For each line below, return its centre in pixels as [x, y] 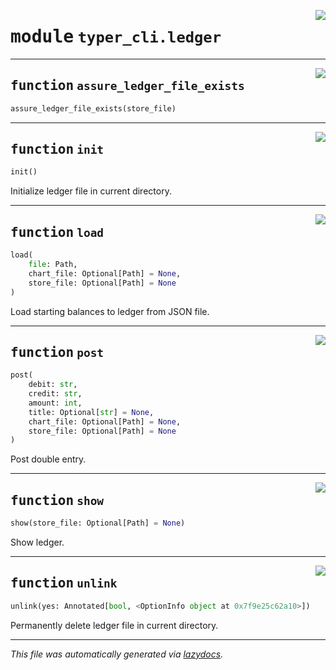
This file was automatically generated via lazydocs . [117, 654]
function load [57, 232]
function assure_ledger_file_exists [127, 86]
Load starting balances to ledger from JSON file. [110, 311]
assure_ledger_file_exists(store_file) [93, 108]
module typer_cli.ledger [116, 37]
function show [57, 500]
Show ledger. [37, 542]
